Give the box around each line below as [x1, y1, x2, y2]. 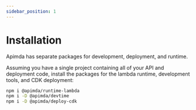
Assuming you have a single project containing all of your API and [6, 64, 164, 71]
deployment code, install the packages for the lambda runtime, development [6, 70, 190, 77]
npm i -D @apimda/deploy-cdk [6, 98, 77, 105]
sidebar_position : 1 [6, 8, 57, 15]
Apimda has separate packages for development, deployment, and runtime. [6, 53, 188, 60]
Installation [6, 33, 62, 47]
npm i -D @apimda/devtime [6, 93, 69, 99]
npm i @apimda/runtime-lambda [6, 88, 80, 94]
